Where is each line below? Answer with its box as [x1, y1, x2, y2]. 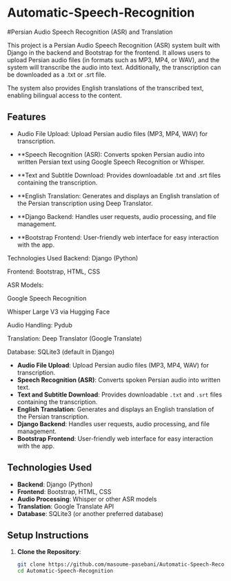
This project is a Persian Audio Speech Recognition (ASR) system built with [7, 41, 221, 49]
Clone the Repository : [17, 548, 81, 556]
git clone [17, 561, 46, 568]
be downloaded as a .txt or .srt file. [7, 70, 107, 79]
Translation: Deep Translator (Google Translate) [7, 334, 143, 343]
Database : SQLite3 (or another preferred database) [17, 509, 164, 517]
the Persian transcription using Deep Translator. [17, 199, 153, 207]
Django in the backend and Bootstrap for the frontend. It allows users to [7, 48, 211, 57]
